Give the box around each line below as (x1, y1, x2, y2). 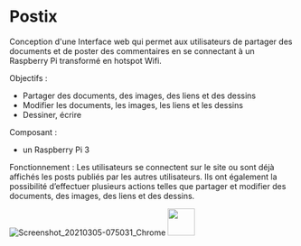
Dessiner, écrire (22, 109, 82, 120)
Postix (9, 6, 58, 27)
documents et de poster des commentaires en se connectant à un (9, 45, 255, 56)
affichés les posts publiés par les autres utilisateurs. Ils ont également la (9, 171, 277, 182)
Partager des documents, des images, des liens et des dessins (22, 90, 256, 101)
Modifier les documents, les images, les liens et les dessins (22, 99, 244, 110)
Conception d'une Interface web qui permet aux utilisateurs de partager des (9, 36, 293, 47)
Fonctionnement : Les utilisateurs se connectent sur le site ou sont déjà (9, 161, 275, 172)
